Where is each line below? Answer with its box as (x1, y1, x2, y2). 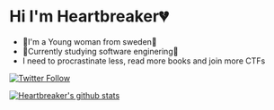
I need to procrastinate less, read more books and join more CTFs (22, 55, 266, 66)
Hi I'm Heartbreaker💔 (9, 6, 169, 27)
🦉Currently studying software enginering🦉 (22, 46, 179, 56)
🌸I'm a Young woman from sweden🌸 (22, 36, 157, 47)
